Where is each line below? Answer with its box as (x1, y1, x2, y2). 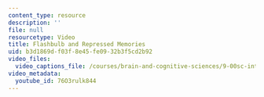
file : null (8, 26, 44, 34)
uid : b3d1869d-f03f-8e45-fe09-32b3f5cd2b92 (8, 48, 153, 56)
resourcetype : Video (8, 33, 76, 41)
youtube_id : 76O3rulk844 (15, 77, 97, 84)
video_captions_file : (15, 63, 86, 70)
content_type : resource (8, 11, 86, 20)
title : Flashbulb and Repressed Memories (8, 41, 146, 48)
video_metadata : (8, 70, 61, 77)
